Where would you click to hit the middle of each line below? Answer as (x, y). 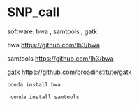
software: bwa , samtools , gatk (52, 31)
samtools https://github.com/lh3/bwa (60, 58)
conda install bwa (34, 84)
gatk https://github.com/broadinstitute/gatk (69, 72)
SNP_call (34, 12)
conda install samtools (45, 97)
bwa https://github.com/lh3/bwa (53, 45)
